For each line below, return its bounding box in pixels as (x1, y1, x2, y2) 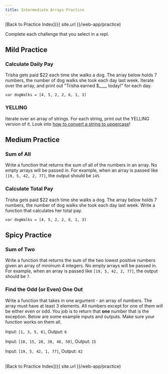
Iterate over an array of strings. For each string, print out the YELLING (5, 115, 150, 121)
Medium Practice (5, 135, 60, 144)
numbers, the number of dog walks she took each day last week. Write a (5, 202, 155, 208)
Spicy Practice (5, 231, 52, 239)
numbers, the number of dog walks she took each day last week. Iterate (5, 78, 154, 84)
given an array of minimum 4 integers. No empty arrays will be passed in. (5, 263, 157, 269)
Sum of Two (5, 246, 35, 253)
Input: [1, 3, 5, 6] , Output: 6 (5, 328, 67, 335)
